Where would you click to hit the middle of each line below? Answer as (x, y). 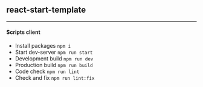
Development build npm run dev (54, 59)
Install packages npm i (43, 46)
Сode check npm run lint (47, 71)
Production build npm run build (54, 65)
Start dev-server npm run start (54, 52)
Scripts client (23, 32)
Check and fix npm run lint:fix (55, 78)
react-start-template (46, 10)
